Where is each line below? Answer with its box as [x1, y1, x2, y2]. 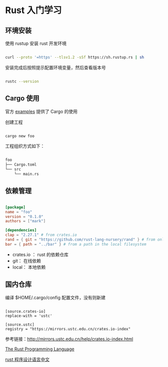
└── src [5, 167, 21, 172]
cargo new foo [5, 134, 35, 139]
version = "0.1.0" [5, 214, 43, 219]
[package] [5, 204, 26, 210]
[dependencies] [5, 228, 37, 233]
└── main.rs [14, 172, 39, 177]
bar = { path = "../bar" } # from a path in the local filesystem [5, 241, 146, 247]
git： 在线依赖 [12, 258, 41, 264]
